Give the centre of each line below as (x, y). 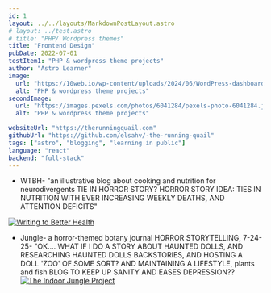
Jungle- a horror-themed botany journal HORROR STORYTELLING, (131, 238)
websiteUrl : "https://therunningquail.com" (83, 128)
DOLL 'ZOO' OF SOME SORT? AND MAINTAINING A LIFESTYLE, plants (138, 264)
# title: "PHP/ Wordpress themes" (67, 38)
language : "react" (39, 150)
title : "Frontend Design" (52, 46)
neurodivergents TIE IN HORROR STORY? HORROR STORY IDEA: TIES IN (140, 190)
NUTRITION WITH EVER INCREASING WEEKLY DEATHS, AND (122, 198)
